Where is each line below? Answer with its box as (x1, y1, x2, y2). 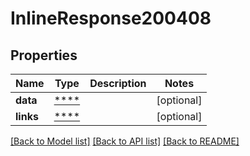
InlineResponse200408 (10, 7, 212, 30)
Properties (10, 47, 78, 64)
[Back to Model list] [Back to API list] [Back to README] (10, 135, 240, 147)
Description (89, 77, 147, 90)
